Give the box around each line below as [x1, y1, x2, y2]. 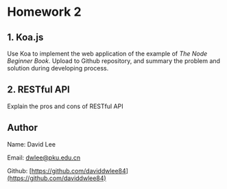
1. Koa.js [7, 32, 44, 43]
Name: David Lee [7, 140, 56, 148]
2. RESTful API [7, 84, 71, 96]
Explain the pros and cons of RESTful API [7, 102, 123, 110]
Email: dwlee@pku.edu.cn [7, 153, 81, 162]
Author [7, 122, 38, 134]
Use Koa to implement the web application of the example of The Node [7, 49, 208, 58]
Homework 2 [7, 4, 82, 20]
